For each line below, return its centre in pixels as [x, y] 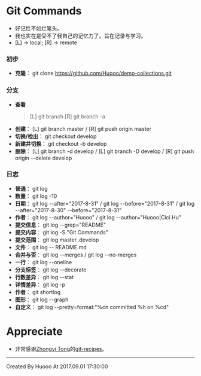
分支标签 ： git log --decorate [51, 270]
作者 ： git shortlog [38, 292]
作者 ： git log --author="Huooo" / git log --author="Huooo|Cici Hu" [98, 217]
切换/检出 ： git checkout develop [56, 136]
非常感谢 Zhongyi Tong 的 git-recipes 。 [61, 349]
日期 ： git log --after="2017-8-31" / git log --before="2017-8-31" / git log [105, 203]
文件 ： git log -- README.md [51, 247]
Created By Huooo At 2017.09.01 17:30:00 [57, 366]
